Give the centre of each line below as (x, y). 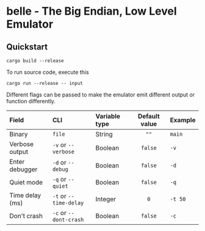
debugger (23, 169)
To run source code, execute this (48, 72)
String (104, 134)
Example (183, 120)
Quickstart (27, 47)
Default (149, 116)
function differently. (31, 101)
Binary (19, 134)
